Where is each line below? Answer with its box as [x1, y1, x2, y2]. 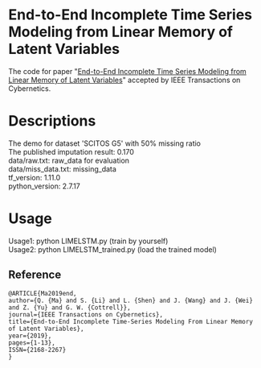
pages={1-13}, [8, 338, 56, 347]
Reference [8, 268, 62, 282]
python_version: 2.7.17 [8, 181, 80, 191]
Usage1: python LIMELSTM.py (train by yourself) [8, 236, 169, 246]
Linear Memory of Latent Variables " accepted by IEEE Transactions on [8, 75, 241, 85]
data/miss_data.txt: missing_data [8, 163, 116, 174]
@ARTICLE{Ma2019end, [8, 289, 78, 297]
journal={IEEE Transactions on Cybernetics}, [8, 310, 163, 319]
